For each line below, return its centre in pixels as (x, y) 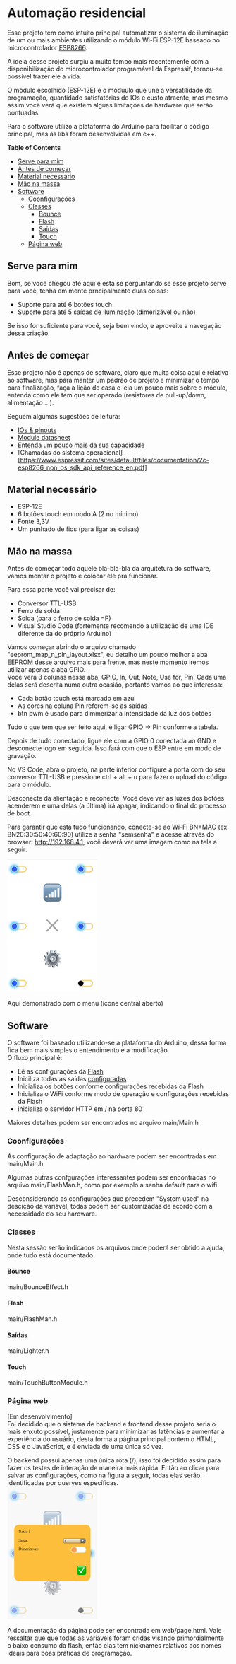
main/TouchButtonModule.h (48, 1383)
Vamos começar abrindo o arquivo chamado (72, 647)
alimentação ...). (31, 402)
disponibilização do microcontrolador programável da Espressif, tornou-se (115, 69)
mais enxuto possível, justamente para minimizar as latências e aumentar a (116, 1431)
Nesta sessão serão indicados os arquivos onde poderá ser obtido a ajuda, (116, 1247)
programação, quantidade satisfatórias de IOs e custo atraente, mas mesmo (118, 98)
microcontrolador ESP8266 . (48, 47)
